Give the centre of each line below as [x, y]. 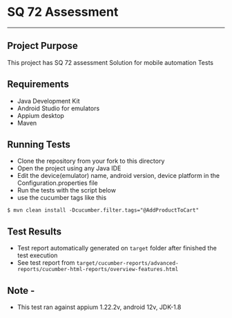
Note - [21, 290]
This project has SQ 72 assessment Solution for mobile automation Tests [110, 62]
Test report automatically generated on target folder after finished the [117, 248]
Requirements [38, 85]
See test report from [46, 263]
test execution [37, 255]
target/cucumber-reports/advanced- [127, 264]
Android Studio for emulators [58, 108]
